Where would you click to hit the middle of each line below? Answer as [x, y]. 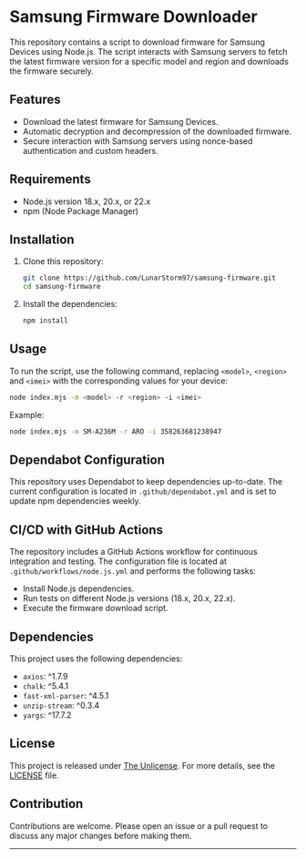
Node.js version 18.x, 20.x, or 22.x [87, 201]
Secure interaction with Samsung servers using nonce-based [138, 141]
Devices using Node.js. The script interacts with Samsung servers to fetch [148, 51]
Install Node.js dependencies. [78, 588]
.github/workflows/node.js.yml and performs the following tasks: [133, 571]
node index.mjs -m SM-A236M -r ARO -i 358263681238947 [116, 431]
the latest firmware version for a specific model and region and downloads [149, 61]
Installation [42, 239]
